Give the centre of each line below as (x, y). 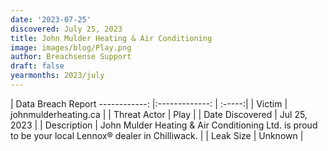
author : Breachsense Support (71, 57)
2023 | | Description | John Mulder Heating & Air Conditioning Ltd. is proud (164, 125)
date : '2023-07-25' (51, 19)
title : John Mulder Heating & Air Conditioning (111, 38)
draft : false (37, 66)
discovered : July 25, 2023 (66, 29)
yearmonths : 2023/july (57, 76)
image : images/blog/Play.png (71, 47)
